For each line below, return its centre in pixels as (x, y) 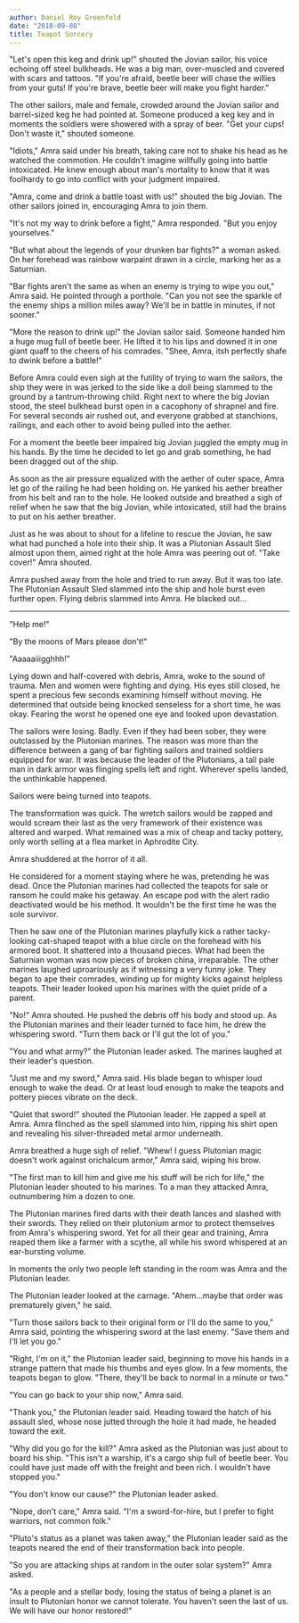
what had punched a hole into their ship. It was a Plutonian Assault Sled (140, 543)
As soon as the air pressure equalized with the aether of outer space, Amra (147, 479)
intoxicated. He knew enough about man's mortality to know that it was (139, 170)
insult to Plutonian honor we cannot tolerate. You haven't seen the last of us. (149, 1602)
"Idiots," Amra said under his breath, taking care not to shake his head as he (149, 151)
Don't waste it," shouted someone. (73, 134)
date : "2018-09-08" (45, 26)
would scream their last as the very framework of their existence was (136, 823)
